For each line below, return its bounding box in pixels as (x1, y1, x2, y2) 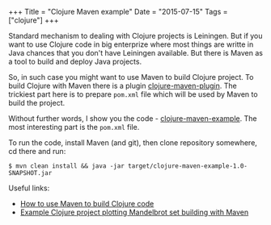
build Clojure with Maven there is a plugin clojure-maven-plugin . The (8, 81, 237, 90)
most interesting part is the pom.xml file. (8, 123, 140, 131)
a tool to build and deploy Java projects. (8, 56, 142, 66)
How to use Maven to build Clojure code (19, 199, 155, 208)
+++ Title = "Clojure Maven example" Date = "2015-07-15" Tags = (8, 7, 228, 16)
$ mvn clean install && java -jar (8, 162, 125, 170)
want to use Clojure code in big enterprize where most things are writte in (8, 40, 254, 49)
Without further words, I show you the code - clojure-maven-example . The (8, 114, 257, 123)
